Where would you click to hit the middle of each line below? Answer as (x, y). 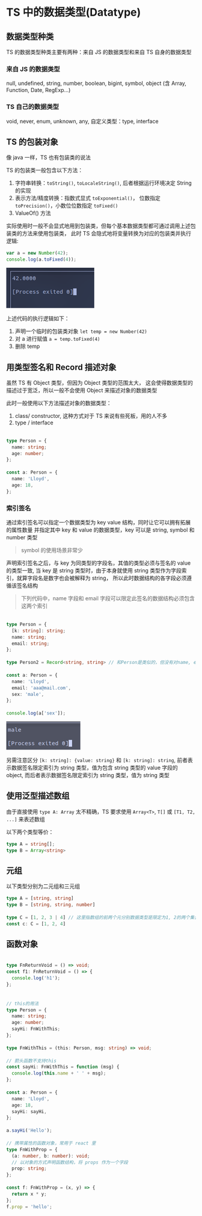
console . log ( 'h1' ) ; (36, 978)
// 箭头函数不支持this (32, 1061)
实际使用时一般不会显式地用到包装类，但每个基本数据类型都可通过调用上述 (98, 226)
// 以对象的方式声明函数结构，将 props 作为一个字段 (70, 1162)
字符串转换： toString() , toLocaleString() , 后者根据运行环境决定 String (103, 183)
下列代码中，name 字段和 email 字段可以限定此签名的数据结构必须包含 (108, 598)
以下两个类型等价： (30, 832)
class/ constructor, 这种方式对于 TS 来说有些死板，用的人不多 (91, 415)
